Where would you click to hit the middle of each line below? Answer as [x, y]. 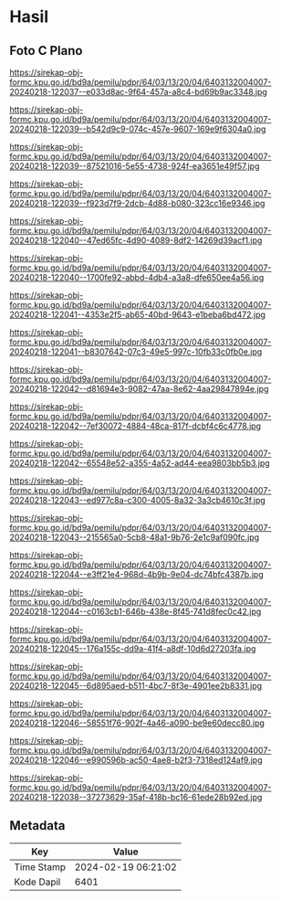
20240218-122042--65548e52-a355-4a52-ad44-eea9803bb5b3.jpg [140, 463]
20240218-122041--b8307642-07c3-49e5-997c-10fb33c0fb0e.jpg [136, 352]
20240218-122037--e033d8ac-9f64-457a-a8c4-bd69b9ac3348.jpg [138, 92]
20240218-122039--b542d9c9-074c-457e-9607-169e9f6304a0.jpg [138, 129]
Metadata [37, 826]
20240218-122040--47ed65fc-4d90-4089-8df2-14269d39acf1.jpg [136, 240]
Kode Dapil [37, 882]
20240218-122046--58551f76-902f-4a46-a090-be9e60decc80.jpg [137, 723]
